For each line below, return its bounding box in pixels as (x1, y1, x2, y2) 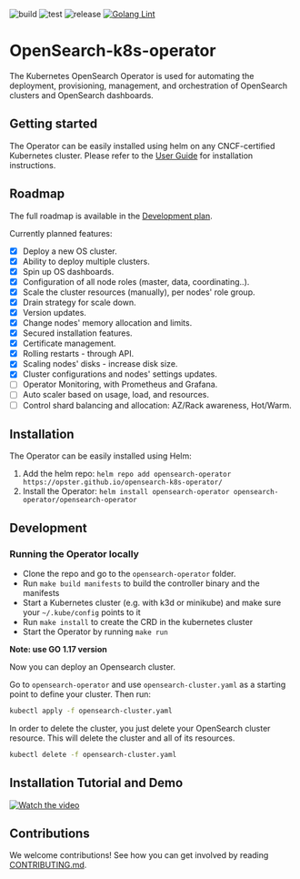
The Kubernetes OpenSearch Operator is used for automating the (9, 70, 255, 81)
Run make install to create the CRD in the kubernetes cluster (22, 617, 253, 628)
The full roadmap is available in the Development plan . (9, 210, 213, 221)
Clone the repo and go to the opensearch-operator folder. (22, 569, 236, 580)
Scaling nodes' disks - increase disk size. (22, 359, 178, 369)
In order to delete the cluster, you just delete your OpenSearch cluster (9, 722, 271, 733)
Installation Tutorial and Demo (9, 775, 184, 791)
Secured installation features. (22, 328, 134, 338)
